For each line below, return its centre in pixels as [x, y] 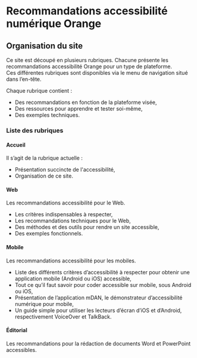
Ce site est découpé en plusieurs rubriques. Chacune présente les [87, 60]
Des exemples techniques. [47, 115]
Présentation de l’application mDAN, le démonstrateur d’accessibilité [98, 298]
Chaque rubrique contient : [39, 91]
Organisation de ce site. [44, 176]
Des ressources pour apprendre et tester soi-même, [79, 108]
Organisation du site [45, 46]
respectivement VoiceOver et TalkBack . [63, 316]
